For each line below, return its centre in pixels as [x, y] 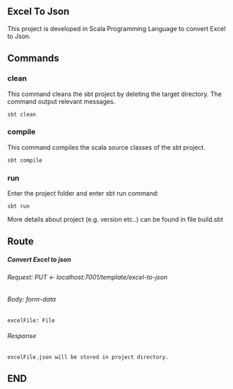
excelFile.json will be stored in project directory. [88, 357]
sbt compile [25, 160]
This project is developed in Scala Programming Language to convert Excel [116, 28]
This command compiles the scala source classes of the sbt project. [107, 147]
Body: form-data [32, 299]
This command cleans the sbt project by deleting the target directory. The [115, 94]
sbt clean [22, 114]
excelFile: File [31, 321]
